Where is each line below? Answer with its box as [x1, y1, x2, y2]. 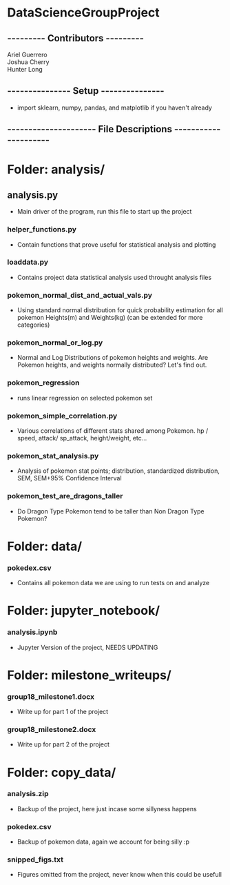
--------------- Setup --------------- [7, 85, 165, 97]
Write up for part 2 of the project [17, 740, 110, 749]
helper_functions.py [7, 225, 77, 234]
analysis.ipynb [7, 627, 58, 637]
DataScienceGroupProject [7, 5, 160, 21]
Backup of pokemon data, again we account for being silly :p [17, 837, 189, 846]
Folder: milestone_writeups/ [7, 667, 171, 683]
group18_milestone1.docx [7, 691, 95, 701]
